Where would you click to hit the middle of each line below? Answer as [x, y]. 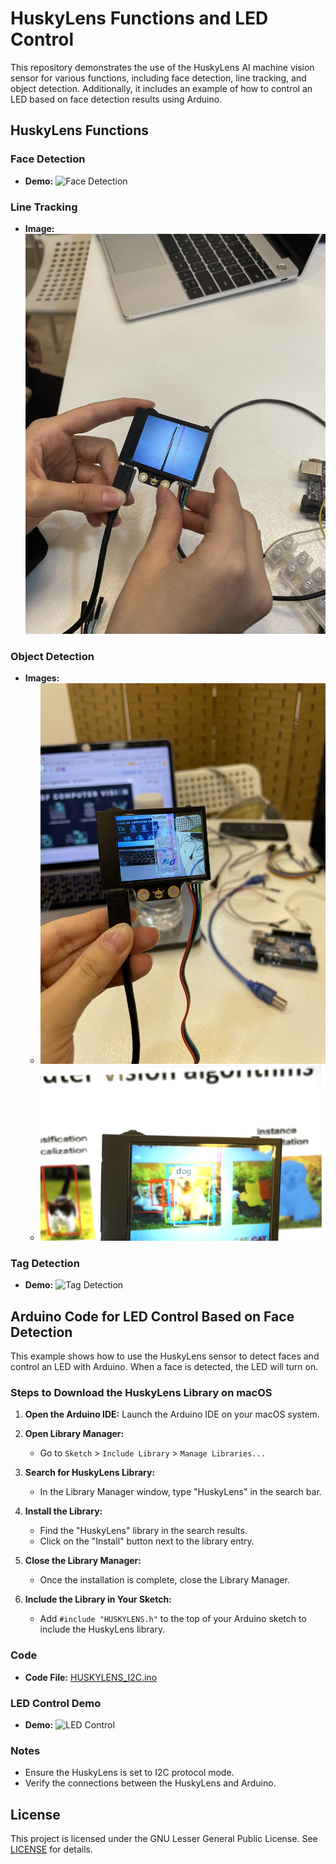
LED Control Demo [56, 1703]
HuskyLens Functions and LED [139, 18]
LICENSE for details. [52, 1849]
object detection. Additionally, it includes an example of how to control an [161, 88]
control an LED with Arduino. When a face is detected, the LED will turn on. [164, 1367]
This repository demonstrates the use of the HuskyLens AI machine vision [162, 67]
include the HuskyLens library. [102, 1629]
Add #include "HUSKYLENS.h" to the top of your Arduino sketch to [173, 1619]
